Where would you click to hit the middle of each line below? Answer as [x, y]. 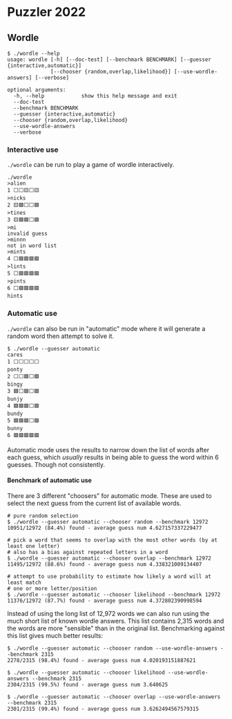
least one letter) [33, 546]
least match [24, 583]
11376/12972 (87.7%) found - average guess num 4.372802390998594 [105, 601]
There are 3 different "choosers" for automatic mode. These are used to [109, 495]
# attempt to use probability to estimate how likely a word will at [109, 576]
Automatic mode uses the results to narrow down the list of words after [108, 450]
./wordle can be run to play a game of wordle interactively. [91, 165]
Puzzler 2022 [47, 12]
